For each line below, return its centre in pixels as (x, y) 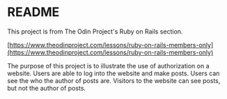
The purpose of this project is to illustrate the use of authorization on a (109, 66)
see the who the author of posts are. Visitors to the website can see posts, (114, 80)
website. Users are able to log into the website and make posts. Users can (113, 73)
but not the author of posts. (46, 88)
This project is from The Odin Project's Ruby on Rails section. (95, 31)
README (33, 12)
